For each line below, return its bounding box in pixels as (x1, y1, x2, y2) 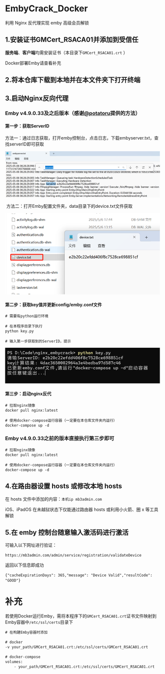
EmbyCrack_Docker (5, 3, 88, 14)
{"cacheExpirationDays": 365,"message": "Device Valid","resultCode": (5, 573, 153, 578)
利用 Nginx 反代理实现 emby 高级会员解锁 (5, 20, 89, 26)
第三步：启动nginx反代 (5, 391, 52, 396)
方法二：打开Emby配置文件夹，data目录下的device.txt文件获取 (6, 203, 133, 209)
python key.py (5, 329, 34, 334)
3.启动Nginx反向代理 (5, 94, 69, 102)
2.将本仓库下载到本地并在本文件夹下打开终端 (5, 76, 141, 84)
